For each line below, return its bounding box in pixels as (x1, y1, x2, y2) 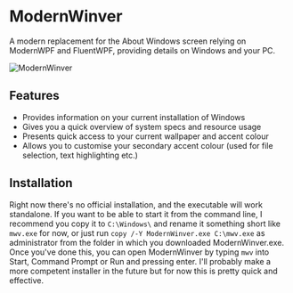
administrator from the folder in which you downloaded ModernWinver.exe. (9, 237, 285, 248)
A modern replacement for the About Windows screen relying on (9, 36, 247, 46)
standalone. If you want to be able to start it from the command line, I (9, 208, 263, 219)
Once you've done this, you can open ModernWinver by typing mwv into (9, 247, 270, 257)
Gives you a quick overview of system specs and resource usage (21, 121, 262, 132)
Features (9, 88, 60, 103)
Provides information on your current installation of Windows (21, 111, 246, 122)
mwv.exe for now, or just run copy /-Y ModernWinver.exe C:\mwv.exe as (9, 227, 265, 238)
